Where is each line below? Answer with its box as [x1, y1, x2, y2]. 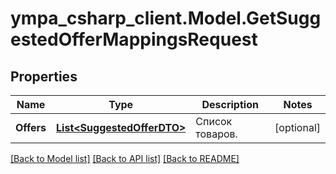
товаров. [195, 127, 238, 141]
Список [195, 115, 233, 128]
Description [201, 98, 259, 111]
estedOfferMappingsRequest [10, 28, 258, 51]
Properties [10, 68, 78, 85]
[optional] [274, 121, 321, 134]
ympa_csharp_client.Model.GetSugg [10, 7, 322, 30]
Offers [15, 121, 47, 134]
